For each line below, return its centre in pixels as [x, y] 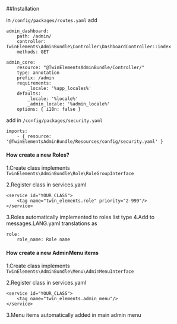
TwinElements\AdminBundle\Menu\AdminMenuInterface [70, 272]
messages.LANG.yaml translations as [52, 223]
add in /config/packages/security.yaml [54, 120]
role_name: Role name [43, 240]
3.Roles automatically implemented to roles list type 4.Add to [80, 217]
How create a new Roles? [38, 155]
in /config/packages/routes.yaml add [52, 20]
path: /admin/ [34, 36]
